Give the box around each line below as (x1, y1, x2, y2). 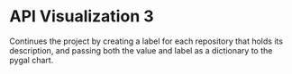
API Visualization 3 (9, 6, 155, 27)
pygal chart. (9, 54, 54, 65)
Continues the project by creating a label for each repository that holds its (9, 36, 284, 46)
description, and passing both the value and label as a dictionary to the (9, 45, 273, 55)
